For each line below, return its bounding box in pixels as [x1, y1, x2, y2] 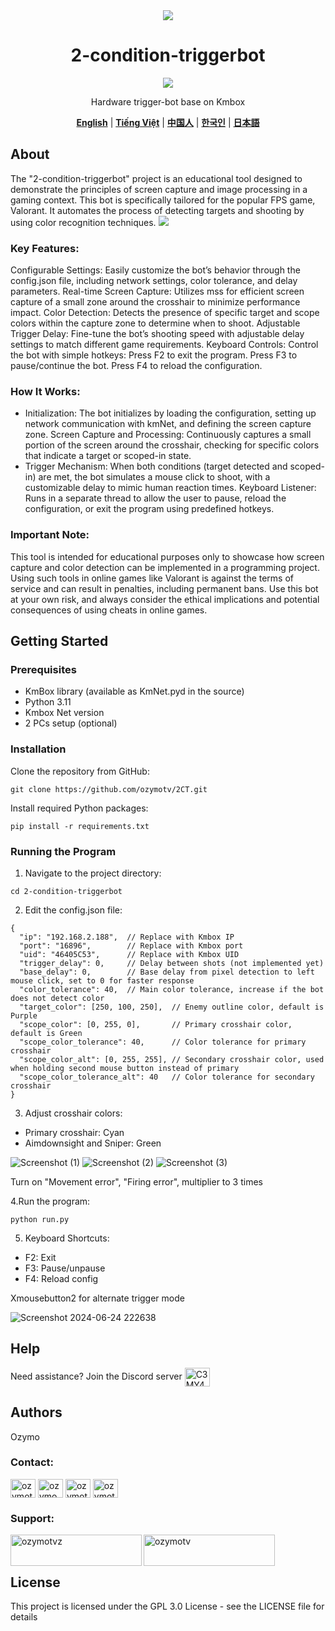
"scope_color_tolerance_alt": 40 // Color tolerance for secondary [19, 1072, 315, 1082]
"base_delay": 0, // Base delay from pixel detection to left [19, 967, 315, 977]
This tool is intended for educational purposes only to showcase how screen [10, 550, 325, 563]
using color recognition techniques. [10, 216, 157, 228]
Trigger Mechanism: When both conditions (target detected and [24, 460, 288, 473]
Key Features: [10, 241, 80, 255]
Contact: [10, 1455, 54, 1469]
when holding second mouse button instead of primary [10, 1063, 240, 1073]
